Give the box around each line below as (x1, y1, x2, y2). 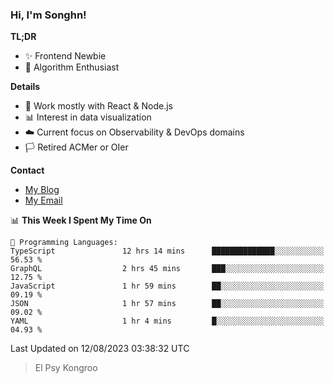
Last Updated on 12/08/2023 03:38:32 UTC (10, 343, 190, 355)
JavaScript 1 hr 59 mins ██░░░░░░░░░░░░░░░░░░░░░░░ (10, 281, 325, 292)
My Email (24, 194, 63, 207)
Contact (10, 164, 45, 177)
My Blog (24, 184, 60, 196)
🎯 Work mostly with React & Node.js (24, 100, 173, 112)
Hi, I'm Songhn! (10, 8, 87, 22)
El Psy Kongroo (34, 362, 98, 374)
